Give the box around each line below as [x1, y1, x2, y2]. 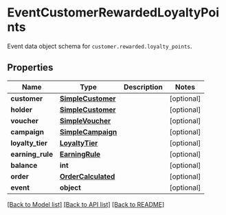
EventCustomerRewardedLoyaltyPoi [7, 5, 220, 21]
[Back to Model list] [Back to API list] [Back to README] [7, 200, 165, 208]
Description [123, 82, 163, 92]
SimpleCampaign [59, 127, 117, 136]
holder [10, 105, 33, 114]
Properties [7, 62, 54, 73]
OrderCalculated [59, 171, 115, 181]
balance [10, 160, 38, 170]
